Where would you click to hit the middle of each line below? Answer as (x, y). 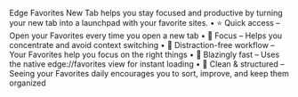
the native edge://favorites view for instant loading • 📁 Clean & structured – (147, 64)
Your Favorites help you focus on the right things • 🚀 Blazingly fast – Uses (145, 54)
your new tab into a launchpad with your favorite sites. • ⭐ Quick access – (145, 23)
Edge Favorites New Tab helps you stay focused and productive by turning (146, 13)
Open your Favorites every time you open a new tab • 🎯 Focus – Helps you (146, 36)
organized (28, 83)
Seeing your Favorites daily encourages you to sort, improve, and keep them (149, 73)
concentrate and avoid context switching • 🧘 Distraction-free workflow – (142, 45)
